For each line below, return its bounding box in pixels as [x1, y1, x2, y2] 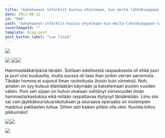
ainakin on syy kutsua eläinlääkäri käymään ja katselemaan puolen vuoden [5, 83, 156, 89]
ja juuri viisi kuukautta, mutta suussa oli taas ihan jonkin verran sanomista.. [5, 72, 156, 79]
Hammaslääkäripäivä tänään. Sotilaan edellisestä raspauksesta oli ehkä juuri [5, 67, 160, 73]
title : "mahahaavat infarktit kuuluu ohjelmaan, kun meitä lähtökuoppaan [5, 7, 160, 12]
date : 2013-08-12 [5, 12, 41, 17]
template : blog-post [5, 30, 48, 35]
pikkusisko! [5, 109, 28, 115]
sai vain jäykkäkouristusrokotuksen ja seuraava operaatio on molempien [5, 99, 151, 105]
